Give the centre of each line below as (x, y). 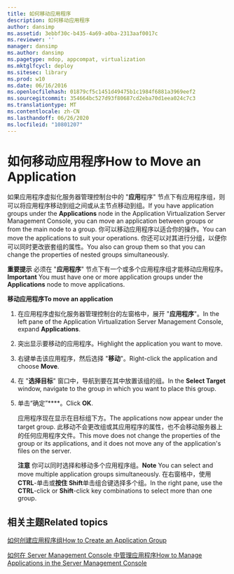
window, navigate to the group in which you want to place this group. (117, 389)
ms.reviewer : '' (31, 40)
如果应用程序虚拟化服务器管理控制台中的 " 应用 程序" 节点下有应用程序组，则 (116, 197)
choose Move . (38, 367)
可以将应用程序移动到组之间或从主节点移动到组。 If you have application (111, 206)
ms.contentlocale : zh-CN (43, 111)
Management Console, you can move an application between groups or (110, 221)
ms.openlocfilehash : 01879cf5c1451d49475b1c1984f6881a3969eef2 (102, 92)
